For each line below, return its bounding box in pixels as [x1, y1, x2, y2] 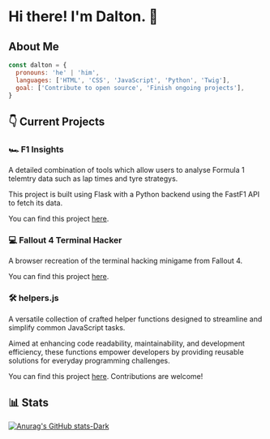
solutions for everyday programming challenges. [8, 355, 170, 365]
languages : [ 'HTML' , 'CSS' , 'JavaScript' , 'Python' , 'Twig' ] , [15, 76, 230, 84]
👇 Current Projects [8, 114, 105, 128]
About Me [8, 40, 59, 54]
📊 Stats [8, 396, 49, 410]
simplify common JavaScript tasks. [8, 322, 126, 332]
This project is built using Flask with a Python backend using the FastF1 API [8, 190, 260, 200]
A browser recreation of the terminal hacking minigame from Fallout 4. [8, 256, 243, 266]
